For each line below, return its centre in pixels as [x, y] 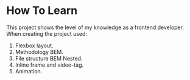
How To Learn [42, 11]
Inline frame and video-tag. [49, 65]
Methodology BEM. [39, 52]
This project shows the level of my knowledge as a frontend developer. [95, 27]
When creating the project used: [47, 33]
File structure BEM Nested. [49, 58]
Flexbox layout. [34, 45]
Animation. [29, 71]
